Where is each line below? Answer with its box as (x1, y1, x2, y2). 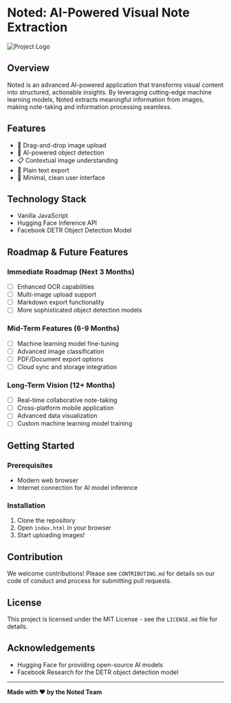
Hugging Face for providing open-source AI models (16, 660, 164, 669)
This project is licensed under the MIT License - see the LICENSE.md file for (7, 615, 218, 624)
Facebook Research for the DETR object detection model (16, 668, 179, 676)
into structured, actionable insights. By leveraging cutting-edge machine (7, 88, 212, 96)
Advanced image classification (16, 347, 104, 355)
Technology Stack (7, 193, 87, 205)
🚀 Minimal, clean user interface (16, 173, 105, 181)
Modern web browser (16, 476, 79, 484)
